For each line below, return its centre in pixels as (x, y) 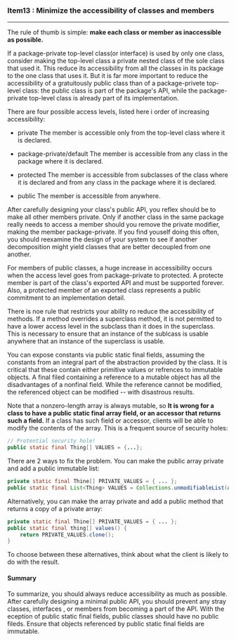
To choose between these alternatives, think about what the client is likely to (118, 555)
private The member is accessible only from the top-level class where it (121, 133)
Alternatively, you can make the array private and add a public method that (115, 501)
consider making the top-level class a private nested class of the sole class (116, 61)
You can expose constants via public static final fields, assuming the (106, 355)
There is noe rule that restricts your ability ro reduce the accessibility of (111, 312)
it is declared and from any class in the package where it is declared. (117, 183)
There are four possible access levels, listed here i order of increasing (108, 112)
